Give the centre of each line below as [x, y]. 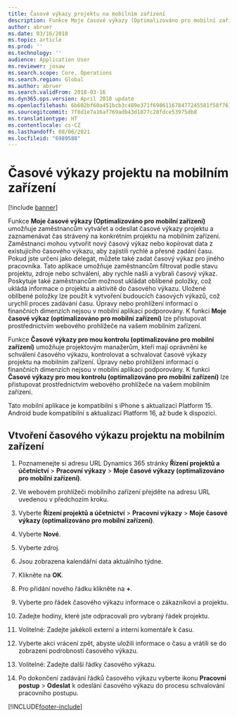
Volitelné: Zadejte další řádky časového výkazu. [87, 664]
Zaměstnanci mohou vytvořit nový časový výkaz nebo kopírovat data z [110, 244]
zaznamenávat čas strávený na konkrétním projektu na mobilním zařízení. [114, 236]
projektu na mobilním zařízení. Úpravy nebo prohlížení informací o [103, 362]
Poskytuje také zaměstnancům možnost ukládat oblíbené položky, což [110, 281]
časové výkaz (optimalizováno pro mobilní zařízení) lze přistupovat [107, 318]
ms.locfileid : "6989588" [44, 138]
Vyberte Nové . [39, 534]
